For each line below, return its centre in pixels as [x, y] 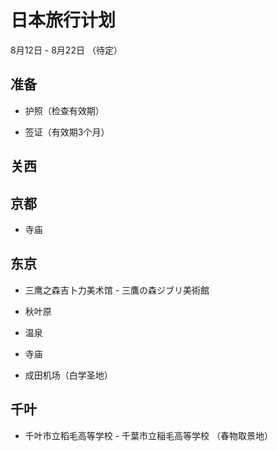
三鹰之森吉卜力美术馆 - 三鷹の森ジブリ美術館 [117, 290]
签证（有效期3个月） [67, 132]
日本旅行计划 [63, 20]
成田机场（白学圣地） [68, 375]
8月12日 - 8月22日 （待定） [66, 50]
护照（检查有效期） [64, 110]
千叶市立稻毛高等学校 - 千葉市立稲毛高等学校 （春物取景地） [149, 435]
